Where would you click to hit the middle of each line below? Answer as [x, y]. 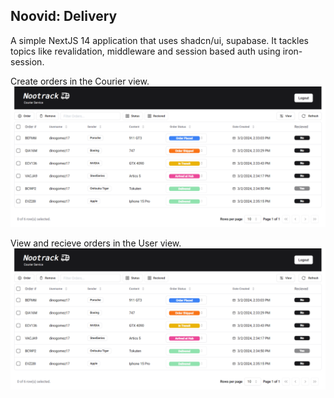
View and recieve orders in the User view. [96, 243]
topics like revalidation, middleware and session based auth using [145, 51]
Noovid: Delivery [64, 16]
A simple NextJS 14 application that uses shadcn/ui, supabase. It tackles [159, 40]
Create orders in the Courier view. [80, 81]
